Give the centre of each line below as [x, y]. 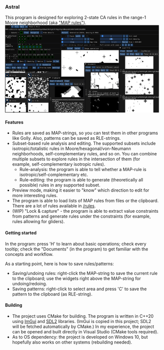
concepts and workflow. [29, 254]
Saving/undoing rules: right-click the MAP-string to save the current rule [85, 273]
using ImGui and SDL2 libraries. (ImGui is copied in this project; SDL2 [82, 321]
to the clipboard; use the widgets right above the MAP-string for [76, 278]
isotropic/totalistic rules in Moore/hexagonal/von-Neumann [72, 149]
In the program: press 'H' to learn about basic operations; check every [76, 244]
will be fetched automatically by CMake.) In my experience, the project [83, 326]
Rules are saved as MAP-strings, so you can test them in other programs [85, 133]
